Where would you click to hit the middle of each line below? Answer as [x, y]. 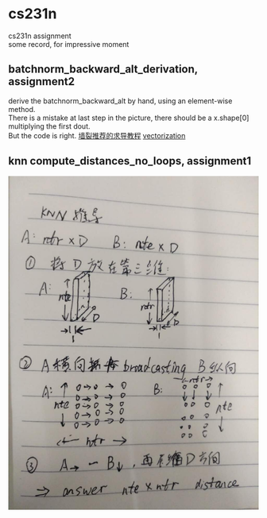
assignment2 [42, 81]
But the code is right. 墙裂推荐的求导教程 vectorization [97, 135]
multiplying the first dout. [49, 126]
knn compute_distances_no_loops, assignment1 [130, 161]
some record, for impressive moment [69, 44]
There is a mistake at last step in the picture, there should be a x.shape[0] [129, 118]
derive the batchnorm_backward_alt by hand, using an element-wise [120, 101]
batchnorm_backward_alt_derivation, [103, 70]
